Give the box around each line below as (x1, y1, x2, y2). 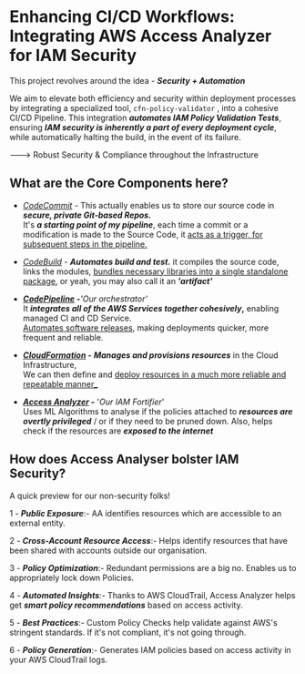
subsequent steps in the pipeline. (22, 239, 147, 250)
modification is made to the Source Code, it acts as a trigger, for (22, 229, 263, 240)
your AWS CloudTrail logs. (9, 654, 107, 665)
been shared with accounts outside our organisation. (9, 545, 208, 556)
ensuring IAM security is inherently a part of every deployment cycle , (9, 121, 278, 133)
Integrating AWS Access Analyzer (9, 26, 272, 46)
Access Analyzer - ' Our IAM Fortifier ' (22, 396, 165, 407)
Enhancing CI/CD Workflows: (9, 6, 235, 27)
